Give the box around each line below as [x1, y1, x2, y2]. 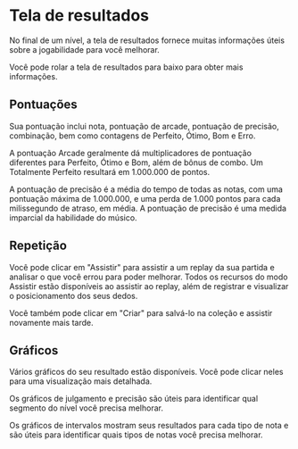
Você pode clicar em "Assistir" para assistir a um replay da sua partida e [9, 262, 275, 272]
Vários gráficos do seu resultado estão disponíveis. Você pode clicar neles [9, 367, 284, 378]
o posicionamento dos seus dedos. [9, 290, 138, 301]
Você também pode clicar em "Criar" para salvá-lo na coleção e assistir [9, 307, 273, 318]
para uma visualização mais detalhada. [9, 376, 153, 387]
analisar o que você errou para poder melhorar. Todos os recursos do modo [9, 271, 288, 282]
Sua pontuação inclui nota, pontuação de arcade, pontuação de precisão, [9, 121, 279, 131]
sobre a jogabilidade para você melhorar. [9, 44, 161, 54]
